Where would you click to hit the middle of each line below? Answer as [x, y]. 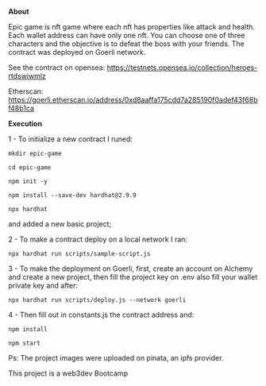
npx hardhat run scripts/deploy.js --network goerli [97, 300]
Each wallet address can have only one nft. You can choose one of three [127, 35]
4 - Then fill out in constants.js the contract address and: [101, 315]
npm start [25, 343]
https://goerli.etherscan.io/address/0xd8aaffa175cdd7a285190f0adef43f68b [133, 100]
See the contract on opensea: [57, 68]
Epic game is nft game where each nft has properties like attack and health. [132, 27]
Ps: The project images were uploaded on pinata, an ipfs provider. [116, 358]
